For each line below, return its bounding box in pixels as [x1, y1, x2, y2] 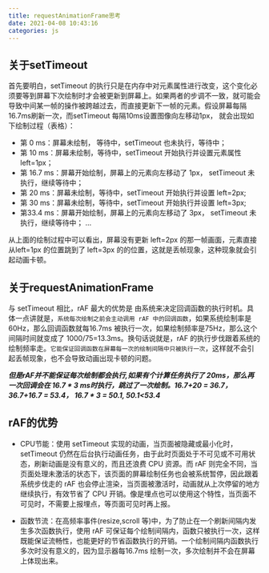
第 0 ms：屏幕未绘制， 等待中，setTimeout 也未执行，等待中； [19, 138, 227, 148]
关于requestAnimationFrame [8, 281, 155, 295]
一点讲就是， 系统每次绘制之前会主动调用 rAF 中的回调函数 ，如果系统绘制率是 [14, 314, 252, 323]
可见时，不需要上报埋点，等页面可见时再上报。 [19, 499, 175, 508]
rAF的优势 [8, 416, 58, 430]
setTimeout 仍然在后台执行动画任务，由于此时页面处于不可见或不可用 [19, 449, 249, 459]
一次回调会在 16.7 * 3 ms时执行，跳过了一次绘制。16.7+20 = [8, 381, 208, 390]
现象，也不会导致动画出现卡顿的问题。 [29, 354, 156, 363]
